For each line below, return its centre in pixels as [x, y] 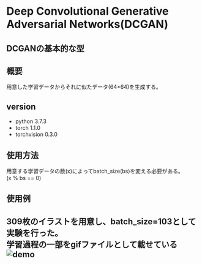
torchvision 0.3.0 [36, 134]
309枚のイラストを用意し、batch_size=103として [101, 221]
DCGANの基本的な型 [45, 48]
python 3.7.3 [31, 121]
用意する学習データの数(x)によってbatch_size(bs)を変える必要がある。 [95, 171]
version [21, 106]
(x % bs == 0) [24, 178]
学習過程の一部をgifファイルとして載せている [92, 244]
